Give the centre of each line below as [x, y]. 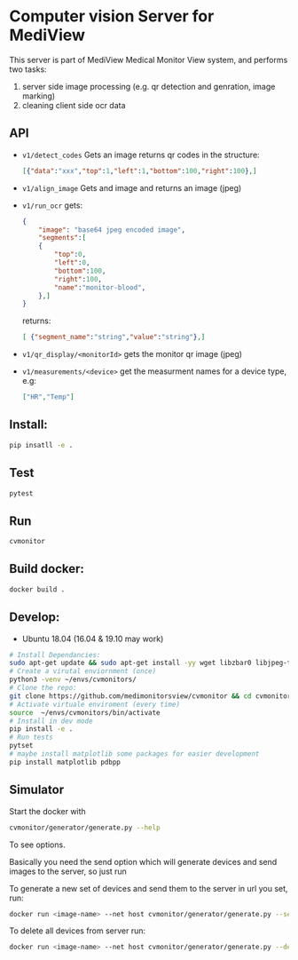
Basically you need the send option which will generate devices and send [143, 861]
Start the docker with [47, 811]
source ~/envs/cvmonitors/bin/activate [85, 712]
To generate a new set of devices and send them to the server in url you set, [149, 888]
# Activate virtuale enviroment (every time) [94, 704]
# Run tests [31, 738]
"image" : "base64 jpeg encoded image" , [112, 230]
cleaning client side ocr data [74, 105]
